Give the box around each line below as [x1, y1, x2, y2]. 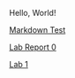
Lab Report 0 [9, 42, 57, 52]
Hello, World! [9, 8, 56, 18]
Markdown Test [9, 25, 66, 35]
